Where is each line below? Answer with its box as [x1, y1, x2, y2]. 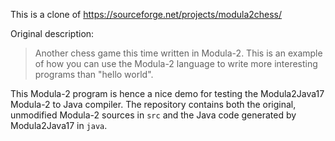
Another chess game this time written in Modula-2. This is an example [34, 47, 323, 59]
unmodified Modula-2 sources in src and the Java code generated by [10, 109, 297, 121]
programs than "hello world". [34, 69, 154, 80]
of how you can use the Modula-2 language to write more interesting [34, 58, 318, 69]
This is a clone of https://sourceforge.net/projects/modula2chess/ [10, 9, 283, 20]
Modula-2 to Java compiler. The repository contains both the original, [10, 99, 297, 110]
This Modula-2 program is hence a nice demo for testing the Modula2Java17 [10, 88, 325, 99]
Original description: [10, 28, 95, 39]
